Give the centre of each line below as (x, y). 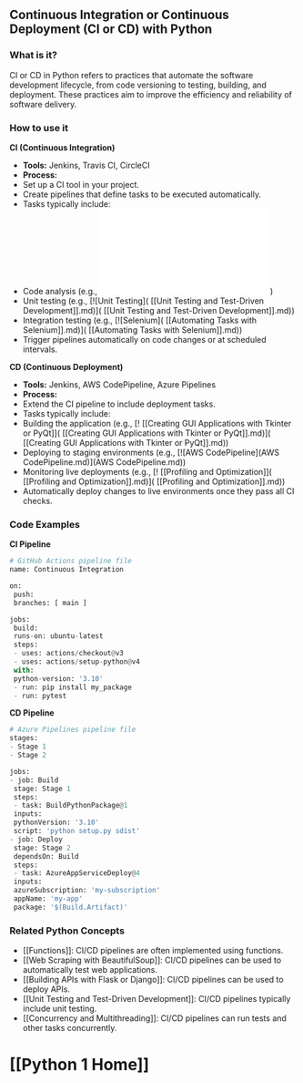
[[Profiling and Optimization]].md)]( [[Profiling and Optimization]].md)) (154, 481)
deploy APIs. (46, 989)
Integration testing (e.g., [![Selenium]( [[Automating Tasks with (140, 320)
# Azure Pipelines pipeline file (73, 730)
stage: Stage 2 (42, 848)
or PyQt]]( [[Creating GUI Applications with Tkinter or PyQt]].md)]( (146, 433)
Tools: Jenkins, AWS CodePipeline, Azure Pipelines (119, 384)
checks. (37, 500)
